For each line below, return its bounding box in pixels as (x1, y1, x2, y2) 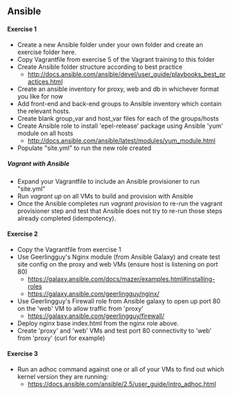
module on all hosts (17, 128, 74, 137)
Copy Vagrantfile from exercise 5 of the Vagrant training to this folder (17, 55, 215, 63)
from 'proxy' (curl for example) (17, 333, 105, 342)
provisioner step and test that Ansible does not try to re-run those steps (17, 206, 223, 215)
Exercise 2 (7, 230, 38, 238)
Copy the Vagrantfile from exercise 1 (17, 245, 121, 253)
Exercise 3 (7, 350, 38, 358)
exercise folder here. (17, 48, 77, 56)
